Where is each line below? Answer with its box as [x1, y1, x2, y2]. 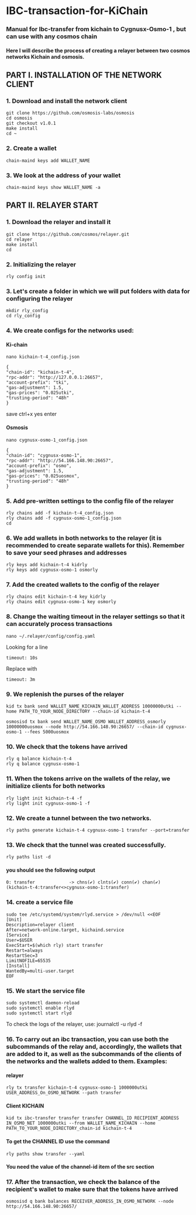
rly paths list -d [6, 854, 51, 860]
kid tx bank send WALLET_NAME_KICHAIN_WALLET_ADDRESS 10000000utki [6, 703, 174, 709]
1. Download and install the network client [6, 97, 128, 105]
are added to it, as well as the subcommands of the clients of [6, 1050, 182, 1058]
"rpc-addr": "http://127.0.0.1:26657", [6, 374, 104, 381]
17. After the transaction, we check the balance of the [6, 1178, 160, 1186]
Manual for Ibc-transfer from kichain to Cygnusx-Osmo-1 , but [6, 25, 186, 33]
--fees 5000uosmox [24, 729, 69, 735]
